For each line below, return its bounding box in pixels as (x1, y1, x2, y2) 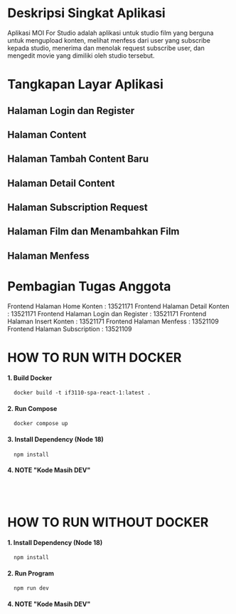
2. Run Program (7, 568, 55, 578)
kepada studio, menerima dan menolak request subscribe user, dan (7, 43, 205, 52)
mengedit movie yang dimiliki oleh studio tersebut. (7, 51, 155, 60)
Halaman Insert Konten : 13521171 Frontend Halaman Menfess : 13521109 (7, 317, 219, 326)
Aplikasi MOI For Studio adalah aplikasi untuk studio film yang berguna (7, 28, 214, 37)
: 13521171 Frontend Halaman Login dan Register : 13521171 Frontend (7, 309, 207, 318)
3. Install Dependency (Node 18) (7, 435, 104, 443)
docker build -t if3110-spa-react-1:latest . (14, 390, 151, 397)
